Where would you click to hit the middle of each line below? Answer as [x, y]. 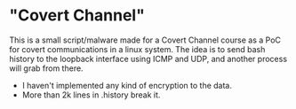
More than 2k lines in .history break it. [91, 95]
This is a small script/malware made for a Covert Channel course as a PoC [145, 40]
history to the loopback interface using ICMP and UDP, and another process [148, 58]
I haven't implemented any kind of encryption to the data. [127, 85]
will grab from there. [46, 68]
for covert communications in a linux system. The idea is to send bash [137, 49]
